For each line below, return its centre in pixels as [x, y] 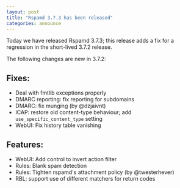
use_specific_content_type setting [59, 119]
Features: [25, 144]
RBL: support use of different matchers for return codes [85, 179]
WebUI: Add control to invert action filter [66, 159]
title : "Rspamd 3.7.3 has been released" [60, 18]
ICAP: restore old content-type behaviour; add [73, 112]
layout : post [23, 12]
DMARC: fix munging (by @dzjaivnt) [60, 106]
